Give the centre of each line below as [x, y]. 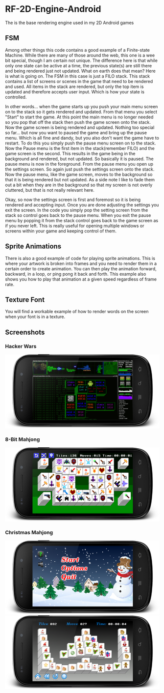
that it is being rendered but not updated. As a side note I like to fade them [80, 179]
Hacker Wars [21, 346]
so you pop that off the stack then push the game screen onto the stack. [78, 122]
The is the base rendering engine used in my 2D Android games [70, 23]
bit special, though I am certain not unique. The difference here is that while [81, 60]
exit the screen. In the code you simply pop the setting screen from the [77, 210]
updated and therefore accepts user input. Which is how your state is [75, 91]
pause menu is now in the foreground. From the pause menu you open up [79, 164]
